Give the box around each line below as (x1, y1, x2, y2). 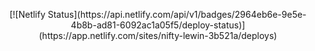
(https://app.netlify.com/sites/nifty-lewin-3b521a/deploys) (38, 30, 278, 41)
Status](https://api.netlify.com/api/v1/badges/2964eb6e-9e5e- (47, 9, 307, 20)
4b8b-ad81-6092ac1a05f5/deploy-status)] (70, 19, 246, 31)
